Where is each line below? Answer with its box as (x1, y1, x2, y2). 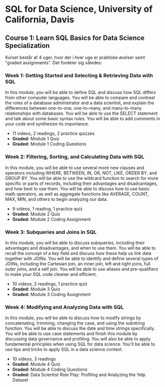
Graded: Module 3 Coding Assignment (12, 291, 91, 297)
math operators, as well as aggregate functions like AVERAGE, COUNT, (5, 191, 149, 197)
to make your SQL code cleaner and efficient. (5, 271, 98, 277)
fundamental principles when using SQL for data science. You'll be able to (5, 341, 155, 347)
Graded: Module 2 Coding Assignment (12, 216, 91, 222)
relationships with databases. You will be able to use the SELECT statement (5, 110, 158, 117)
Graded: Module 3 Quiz (12, 286, 61, 292)
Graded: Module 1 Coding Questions (12, 141, 87, 147)
